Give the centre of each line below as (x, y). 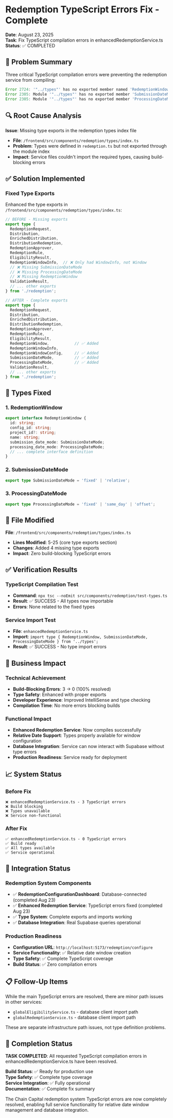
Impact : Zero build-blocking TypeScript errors (62, 554)
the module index (31, 152)
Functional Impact (28, 719)
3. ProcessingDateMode (36, 493)
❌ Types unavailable (28, 811)
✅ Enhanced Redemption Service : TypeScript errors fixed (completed (88, 906)
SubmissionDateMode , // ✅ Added (54, 358)
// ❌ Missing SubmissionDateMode (46, 267)
